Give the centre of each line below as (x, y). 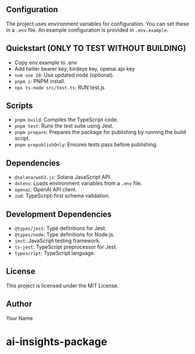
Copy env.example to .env (46, 62)
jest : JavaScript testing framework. (58, 241)
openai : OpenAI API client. (46, 190)
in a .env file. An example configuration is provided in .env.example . (87, 30)
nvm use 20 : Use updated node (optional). (64, 75)
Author (19, 304)
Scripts (20, 106)
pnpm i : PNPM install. (40, 81)
